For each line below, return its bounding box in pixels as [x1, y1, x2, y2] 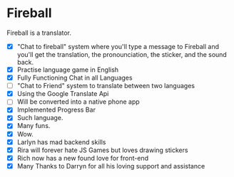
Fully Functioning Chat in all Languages [16, 73, 133, 82]
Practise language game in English [16, 65, 119, 74]
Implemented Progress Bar [16, 105, 96, 114]
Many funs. [16, 122, 51, 130]
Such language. [16, 114, 63, 122]
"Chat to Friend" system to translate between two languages [16, 82, 195, 90]
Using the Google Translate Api [16, 90, 109, 98]
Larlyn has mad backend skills [16, 137, 106, 146]
